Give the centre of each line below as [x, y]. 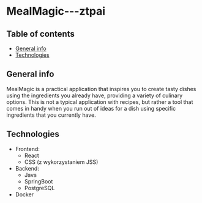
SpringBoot [39, 181]
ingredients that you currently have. [51, 115]
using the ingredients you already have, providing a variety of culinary [95, 95]
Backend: [27, 168]
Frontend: [27, 149]
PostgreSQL [39, 188]
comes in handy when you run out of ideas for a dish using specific [91, 108]
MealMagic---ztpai [56, 11]
